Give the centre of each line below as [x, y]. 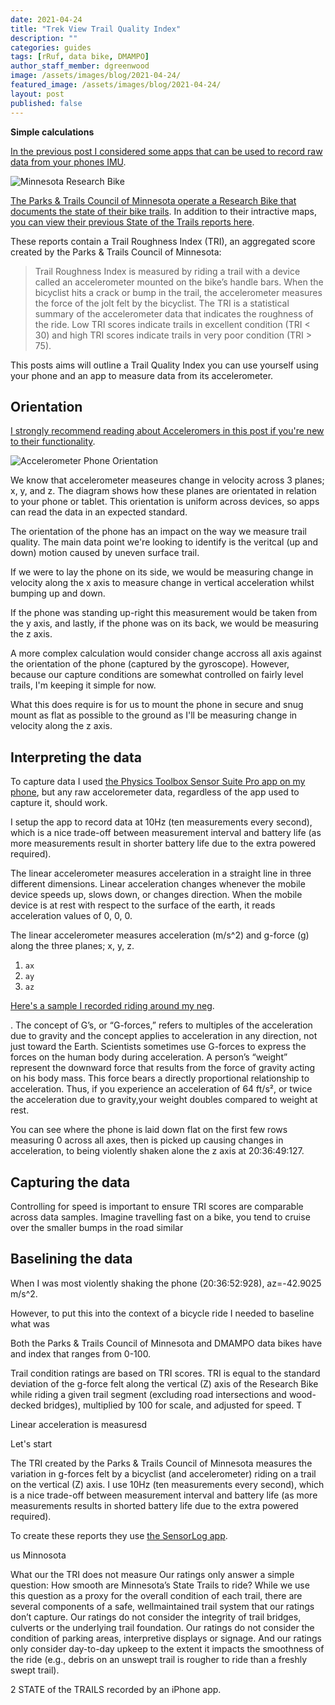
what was [30, 1323]
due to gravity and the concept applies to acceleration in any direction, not [164, 1036]
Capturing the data [70, 1182]
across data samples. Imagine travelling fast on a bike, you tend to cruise [160, 1217]
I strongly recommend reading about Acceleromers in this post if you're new [167, 431]
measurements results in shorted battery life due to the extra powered [154, 1505]
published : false [46, 103]
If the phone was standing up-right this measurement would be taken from [164, 613]
